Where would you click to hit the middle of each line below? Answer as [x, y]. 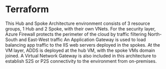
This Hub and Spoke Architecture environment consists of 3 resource [78, 23]
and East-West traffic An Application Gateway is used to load [82, 40]
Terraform [27, 9]
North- [155, 34]
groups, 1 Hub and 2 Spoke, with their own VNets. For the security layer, [80, 28]
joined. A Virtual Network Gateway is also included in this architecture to [81, 56]
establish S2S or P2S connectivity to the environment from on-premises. [81, 61]
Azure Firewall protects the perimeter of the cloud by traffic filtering [76, 34]
